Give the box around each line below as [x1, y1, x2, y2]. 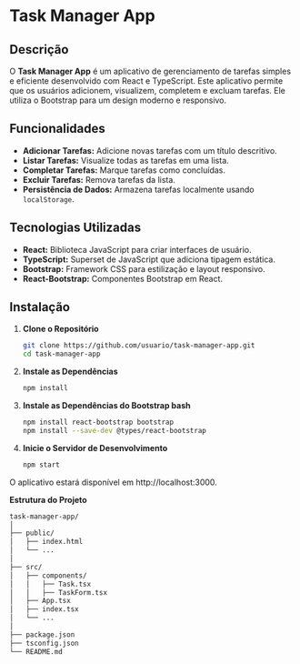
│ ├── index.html [9, 538, 84, 547]
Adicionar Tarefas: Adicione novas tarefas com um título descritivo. [22, 145, 277, 156]
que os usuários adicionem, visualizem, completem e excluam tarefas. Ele [9, 86, 286, 96]
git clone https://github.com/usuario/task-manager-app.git [22, 341, 255, 350]
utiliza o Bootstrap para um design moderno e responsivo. [9, 95, 227, 106]
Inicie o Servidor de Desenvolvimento [22, 442, 168, 453]
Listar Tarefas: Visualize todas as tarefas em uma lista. [22, 155, 229, 166]
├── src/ [9, 562, 43, 571]
